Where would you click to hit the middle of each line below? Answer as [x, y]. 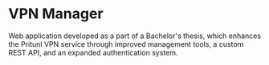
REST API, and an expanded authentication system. [93, 52]
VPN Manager [56, 14]
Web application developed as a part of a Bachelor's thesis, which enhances [135, 36]
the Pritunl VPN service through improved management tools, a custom [126, 44]
